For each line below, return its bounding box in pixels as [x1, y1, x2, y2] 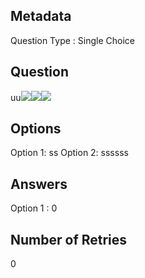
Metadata [10, 8, 72, 25]
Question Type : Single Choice [10, 34, 135, 46]
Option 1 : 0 [10, 202, 58, 214]
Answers [10, 175, 68, 193]
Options [10, 120, 62, 138]
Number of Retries [10, 231, 128, 248]
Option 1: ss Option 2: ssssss [10, 147, 129, 159]
